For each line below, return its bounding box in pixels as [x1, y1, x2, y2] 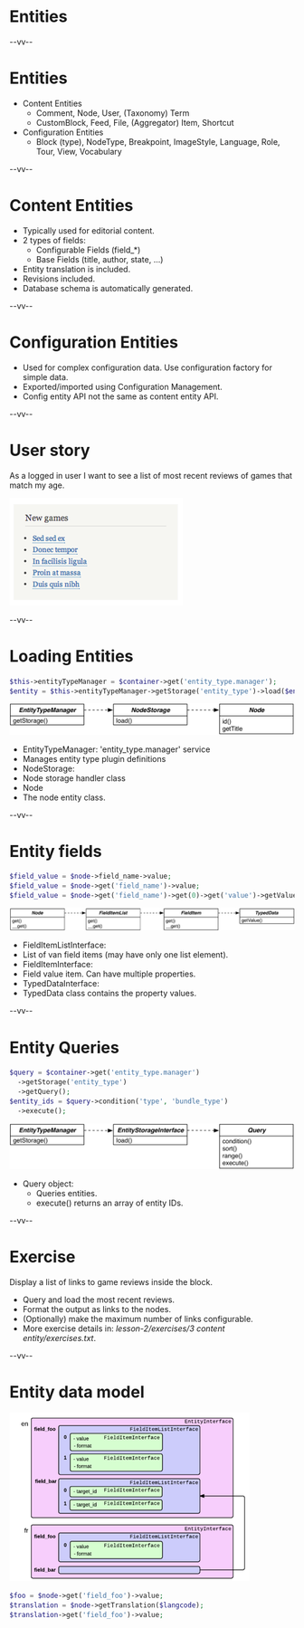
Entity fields [9, 841, 102, 862]
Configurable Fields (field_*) [35, 244, 141, 255]
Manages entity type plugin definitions [22, 753, 166, 764]
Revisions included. [22, 273, 96, 284]
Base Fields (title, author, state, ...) [35, 253, 164, 264]
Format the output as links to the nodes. [22, 1303, 172, 1314]
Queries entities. [35, 1187, 98, 1198]
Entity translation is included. [22, 263, 131, 274]
